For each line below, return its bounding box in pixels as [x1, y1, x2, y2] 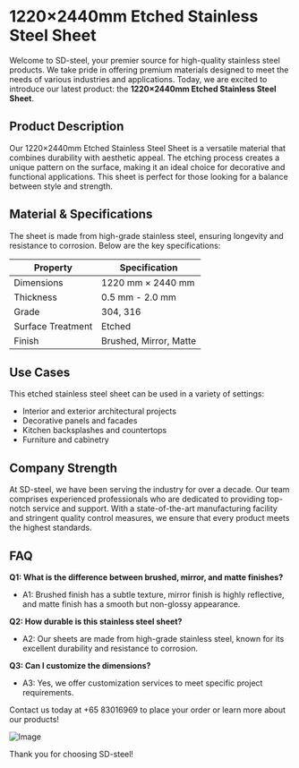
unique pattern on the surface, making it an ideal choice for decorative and [9, 161, 286, 172]
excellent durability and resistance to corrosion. [21, 643, 199, 653]
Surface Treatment [13, 320, 93, 332]
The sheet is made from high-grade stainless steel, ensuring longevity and [9, 230, 284, 241]
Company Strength [9, 460, 118, 475]
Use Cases [9, 364, 71, 380]
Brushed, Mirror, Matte [101, 334, 197, 346]
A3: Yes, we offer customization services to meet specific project [21, 678, 263, 688]
